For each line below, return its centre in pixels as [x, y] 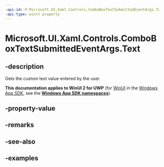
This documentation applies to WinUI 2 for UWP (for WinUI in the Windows [81, 88]
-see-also [20, 141]
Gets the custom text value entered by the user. [53, 78]
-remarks [20, 125]
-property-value [30, 108]
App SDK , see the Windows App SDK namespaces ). [58, 93]
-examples [22, 158]
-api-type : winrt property [32, 14]
